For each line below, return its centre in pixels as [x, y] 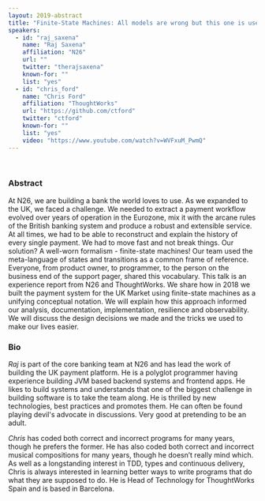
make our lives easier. [43, 326]
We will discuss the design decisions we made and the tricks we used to [125, 318]
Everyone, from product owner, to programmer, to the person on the [119, 267]
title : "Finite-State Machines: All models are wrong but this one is [127, 23]
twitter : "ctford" [52, 119]
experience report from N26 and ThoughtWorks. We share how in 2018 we [129, 284]
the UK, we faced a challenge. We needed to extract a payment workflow [127, 209]
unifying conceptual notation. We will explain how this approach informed [127, 301]
